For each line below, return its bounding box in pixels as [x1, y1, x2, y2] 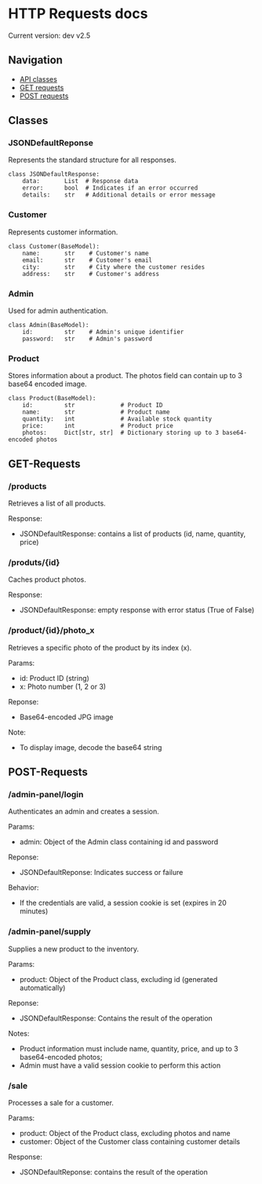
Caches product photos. [8, 575, 86, 584]
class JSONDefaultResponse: [8, 171, 100, 178]
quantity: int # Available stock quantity [22, 415, 213, 423]
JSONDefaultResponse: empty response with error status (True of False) [19, 605, 255, 615]
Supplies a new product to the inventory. [8, 944, 140, 954]
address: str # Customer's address [22, 270, 159, 278]
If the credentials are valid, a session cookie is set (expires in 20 [19, 898, 227, 908]
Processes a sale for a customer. [8, 1098, 114, 1107]
